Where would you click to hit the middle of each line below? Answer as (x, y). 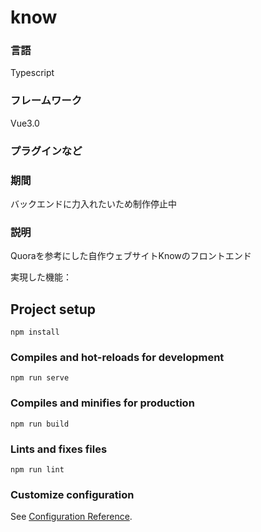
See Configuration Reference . (71, 517)
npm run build (40, 424)
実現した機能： (41, 277)
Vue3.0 (25, 123)
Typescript (32, 73)
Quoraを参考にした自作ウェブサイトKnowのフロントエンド (131, 256)
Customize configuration (72, 494)
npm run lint (37, 470)
